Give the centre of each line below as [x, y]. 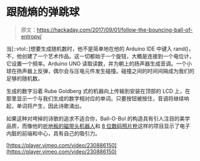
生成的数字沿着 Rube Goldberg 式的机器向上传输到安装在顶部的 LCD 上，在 [98, 91]
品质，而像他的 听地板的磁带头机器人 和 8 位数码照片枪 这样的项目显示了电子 [98, 126]
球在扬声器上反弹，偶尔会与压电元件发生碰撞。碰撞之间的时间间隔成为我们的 [100, 71]
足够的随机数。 [24, 78]
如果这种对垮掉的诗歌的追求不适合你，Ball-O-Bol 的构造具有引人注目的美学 [98, 118]
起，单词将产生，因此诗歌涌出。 [45, 106]
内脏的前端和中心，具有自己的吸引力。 [53, 133]
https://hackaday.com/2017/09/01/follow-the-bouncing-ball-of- [115, 30]
